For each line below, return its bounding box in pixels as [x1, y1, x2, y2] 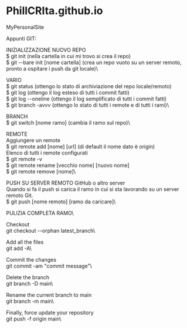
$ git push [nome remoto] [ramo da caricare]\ [6, 198, 116, 205]
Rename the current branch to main [6, 291, 92, 298]
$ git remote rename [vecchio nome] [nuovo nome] [6, 162, 130, 169]
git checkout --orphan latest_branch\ [6, 227, 96, 234]
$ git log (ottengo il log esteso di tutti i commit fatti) [6, 89, 130, 96]
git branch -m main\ [6, 297, 54, 304]
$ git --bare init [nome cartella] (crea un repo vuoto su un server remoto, [6, 59, 182, 66]
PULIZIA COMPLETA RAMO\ [6, 209, 74, 216]
